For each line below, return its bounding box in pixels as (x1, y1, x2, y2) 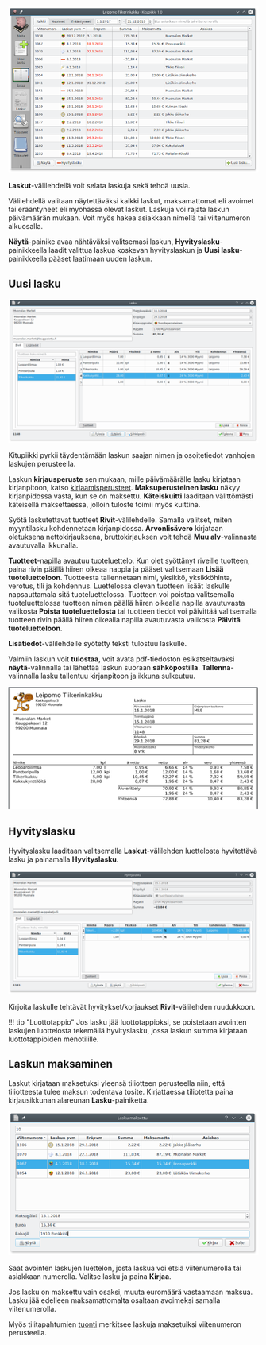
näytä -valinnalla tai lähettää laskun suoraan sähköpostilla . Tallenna (8, 662, 231, 672)
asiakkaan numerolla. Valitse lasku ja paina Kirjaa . (8, 1271, 172, 1281)
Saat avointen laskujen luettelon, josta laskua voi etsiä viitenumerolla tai (8, 1263, 242, 1273)
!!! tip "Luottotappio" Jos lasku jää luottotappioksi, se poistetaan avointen (8, 1017, 247, 1027)
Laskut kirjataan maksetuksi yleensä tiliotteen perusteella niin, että (8, 1078, 226, 1087)
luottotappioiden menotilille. (8, 1034, 99, 1044)
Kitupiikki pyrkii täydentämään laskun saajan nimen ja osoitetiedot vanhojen (8, 450, 256, 459)
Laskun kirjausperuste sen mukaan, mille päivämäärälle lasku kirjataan (8, 474, 241, 483)
